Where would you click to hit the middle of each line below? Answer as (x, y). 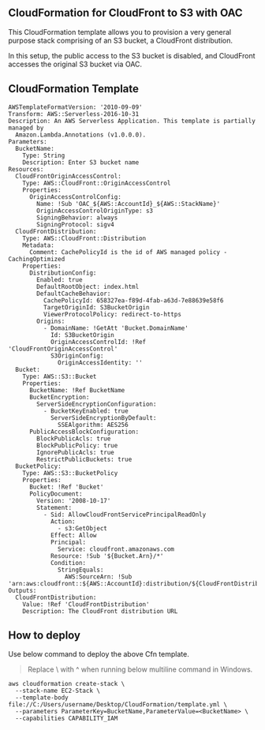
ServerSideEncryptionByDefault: (103, 417)
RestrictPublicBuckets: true (84, 459)
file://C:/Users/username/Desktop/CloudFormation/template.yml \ (118, 705)
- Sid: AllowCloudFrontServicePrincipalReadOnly (125, 515)
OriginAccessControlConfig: (75, 197)
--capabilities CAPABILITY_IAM (67, 719)
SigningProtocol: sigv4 (75, 224)
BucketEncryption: (59, 397)
